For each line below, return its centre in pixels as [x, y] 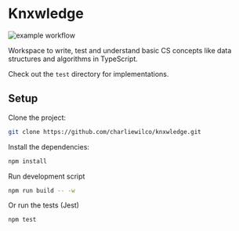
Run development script [47, 176]
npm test [22, 220]
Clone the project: [37, 117]
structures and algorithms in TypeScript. [73, 59]
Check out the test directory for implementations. [89, 74]
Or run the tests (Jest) [44, 205]
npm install [27, 161]
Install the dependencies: [49, 146]
